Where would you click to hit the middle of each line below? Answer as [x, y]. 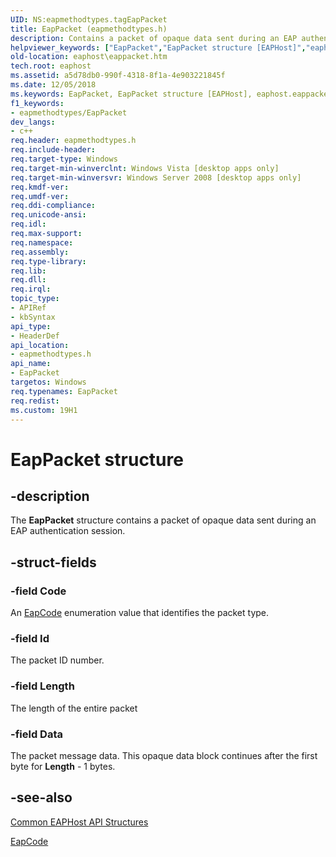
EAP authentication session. [68, 531]
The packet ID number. [57, 660]
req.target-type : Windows [64, 159]
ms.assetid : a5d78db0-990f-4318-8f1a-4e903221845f [118, 76]
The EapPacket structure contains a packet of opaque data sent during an [163, 520]
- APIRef [28, 308]
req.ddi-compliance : [53, 206]
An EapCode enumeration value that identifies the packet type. [140, 613]
